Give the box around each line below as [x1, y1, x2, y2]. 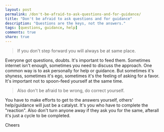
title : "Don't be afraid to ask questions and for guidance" [5, 16, 133, 21]
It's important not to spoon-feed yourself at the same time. [5, 78, 123, 84]
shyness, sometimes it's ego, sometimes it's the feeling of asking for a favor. [5, 73, 160, 79]
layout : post [5, 7, 32, 12]
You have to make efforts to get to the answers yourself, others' [5, 97, 134, 103]
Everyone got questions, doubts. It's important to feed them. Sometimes [5, 57, 151, 63]
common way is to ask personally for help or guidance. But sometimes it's [5, 67, 154, 73]
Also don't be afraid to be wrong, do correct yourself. [17, 88, 125, 93]
